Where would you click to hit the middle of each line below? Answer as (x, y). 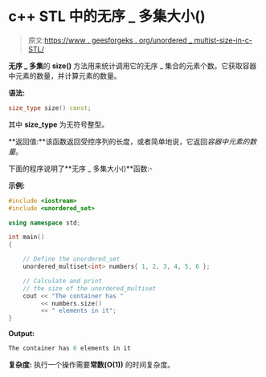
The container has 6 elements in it (70, 349)
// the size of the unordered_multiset (90, 288)
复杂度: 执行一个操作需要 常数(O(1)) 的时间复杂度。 (92, 365)
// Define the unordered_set (72, 259)
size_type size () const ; (50, 108)
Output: (21, 334)
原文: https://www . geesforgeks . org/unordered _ (110, 40)
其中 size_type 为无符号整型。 (59, 124)
